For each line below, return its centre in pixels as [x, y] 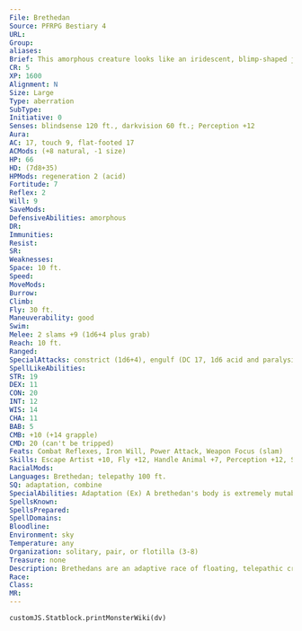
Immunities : [31, 234]
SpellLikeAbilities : [48, 368]
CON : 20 [24, 393]
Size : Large [31, 92]
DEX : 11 [24, 385]
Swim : [19, 327]
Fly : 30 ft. [31, 310]
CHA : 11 [24, 418]
